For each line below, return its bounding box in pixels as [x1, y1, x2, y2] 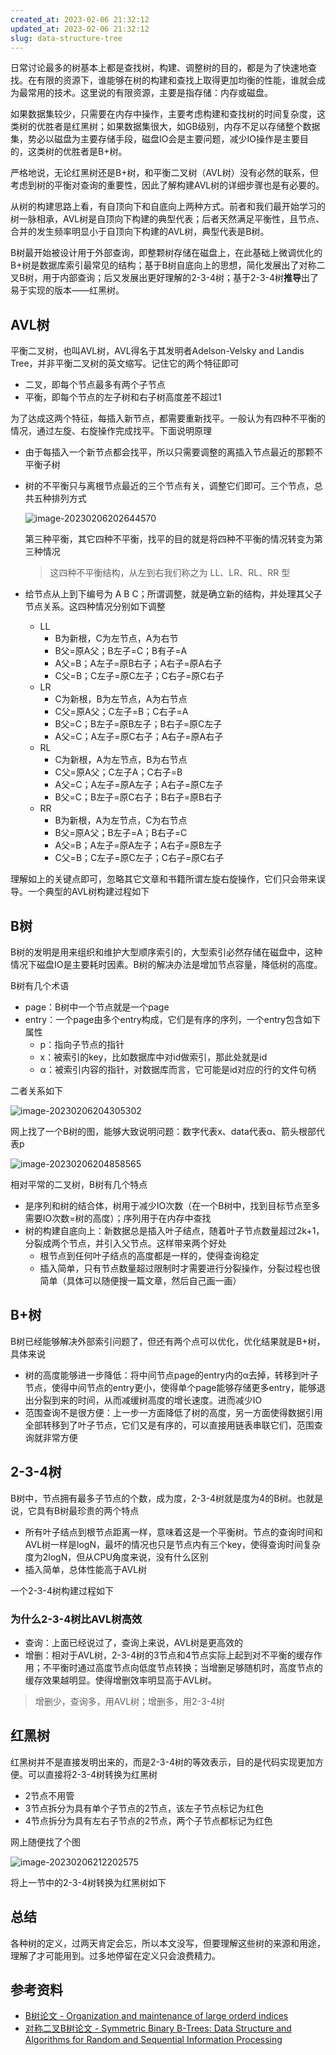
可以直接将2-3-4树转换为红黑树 [27, 1768, 158, 1780]
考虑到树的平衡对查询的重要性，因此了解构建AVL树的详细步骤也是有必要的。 [10, 179, 325, 191]
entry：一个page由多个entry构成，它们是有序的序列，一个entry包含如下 [24, 1014, 322, 1025]
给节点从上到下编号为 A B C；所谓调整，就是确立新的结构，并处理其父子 [24, 588, 323, 600]
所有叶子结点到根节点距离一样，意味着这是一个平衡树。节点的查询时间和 [24, 1526, 323, 1538]
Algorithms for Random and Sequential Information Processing [24, 2034, 283, 2046]
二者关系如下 [10, 1085, 63, 1096]
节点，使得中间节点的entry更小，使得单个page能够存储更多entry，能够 [24, 1381, 317, 1393]
